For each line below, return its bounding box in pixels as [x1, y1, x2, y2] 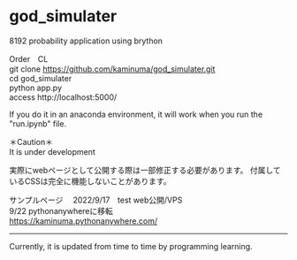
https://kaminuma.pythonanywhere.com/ [9, 215, 157, 226]
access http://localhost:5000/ [9, 91, 118, 103]
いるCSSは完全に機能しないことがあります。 [9, 175, 171, 187]
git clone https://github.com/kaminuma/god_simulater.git [9, 64, 216, 74]
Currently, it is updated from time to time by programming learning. [9, 241, 254, 251]
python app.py [9, 82, 63, 93]
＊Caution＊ [9, 136, 54, 147]
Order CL [9, 53, 49, 64]
